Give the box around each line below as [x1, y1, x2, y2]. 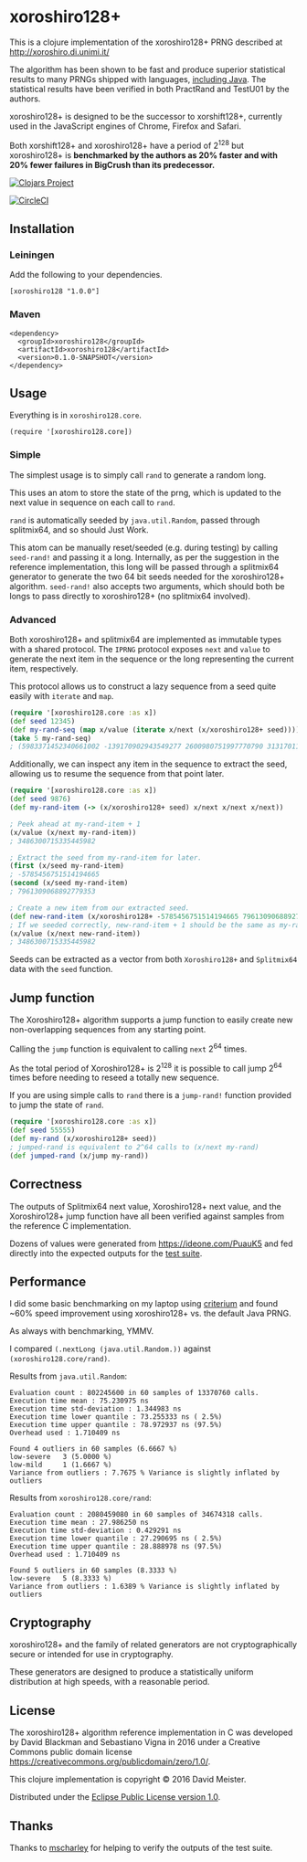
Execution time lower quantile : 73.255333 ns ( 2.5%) [9, 1412, 223, 1422]
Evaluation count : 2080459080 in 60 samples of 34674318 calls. [9, 1510, 263, 1519]
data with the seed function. [9, 964, 113, 975]
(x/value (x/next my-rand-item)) [9, 828, 137, 837]
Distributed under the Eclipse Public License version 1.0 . [9, 1792, 221, 1803]
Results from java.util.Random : [9, 1370, 128, 1381]
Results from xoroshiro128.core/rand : [9, 1492, 153, 1504]
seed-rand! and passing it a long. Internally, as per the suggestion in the [9, 551, 281, 563]
